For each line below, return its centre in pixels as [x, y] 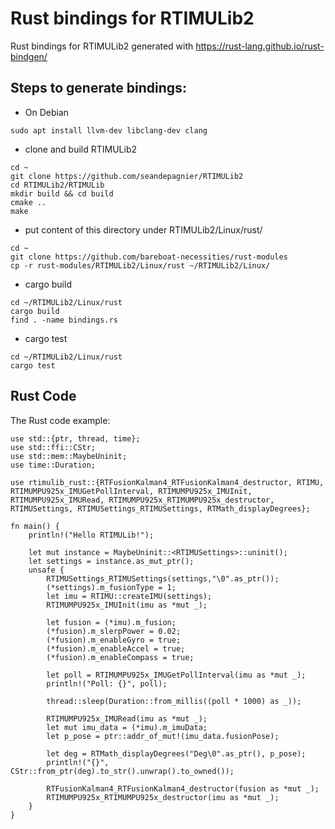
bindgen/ [29, 56]
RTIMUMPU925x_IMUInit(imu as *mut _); [127, 605]
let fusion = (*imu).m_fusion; [111, 622]
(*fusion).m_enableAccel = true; [116, 648]
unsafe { [46, 570]
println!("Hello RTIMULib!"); [91, 535]
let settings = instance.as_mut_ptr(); [111, 561]
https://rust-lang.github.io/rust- [260, 46]
